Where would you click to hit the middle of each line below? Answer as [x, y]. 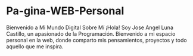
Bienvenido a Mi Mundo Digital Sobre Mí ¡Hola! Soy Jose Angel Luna [90, 27]
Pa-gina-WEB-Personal [65, 11]
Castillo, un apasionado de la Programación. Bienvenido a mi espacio [91, 33]
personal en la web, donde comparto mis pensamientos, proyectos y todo [96, 40]
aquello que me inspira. [35, 46]
